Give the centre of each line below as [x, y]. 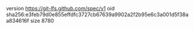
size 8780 [42, 21]
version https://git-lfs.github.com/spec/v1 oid [60, 8]
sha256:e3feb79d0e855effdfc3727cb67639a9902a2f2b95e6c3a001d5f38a [97, 14]
